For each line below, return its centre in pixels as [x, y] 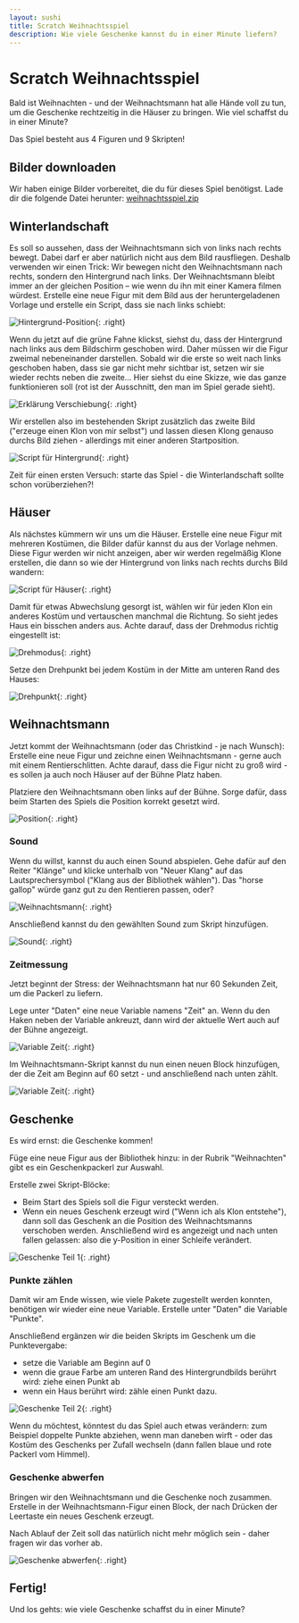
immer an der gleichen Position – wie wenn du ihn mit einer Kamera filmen [145, 286]
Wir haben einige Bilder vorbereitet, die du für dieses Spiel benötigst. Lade [146, 189]
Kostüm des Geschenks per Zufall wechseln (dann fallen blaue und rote [141, 1445]
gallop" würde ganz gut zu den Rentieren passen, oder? [112, 889]
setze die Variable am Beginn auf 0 [87, 1363]
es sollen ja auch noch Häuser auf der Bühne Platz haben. [116, 774]
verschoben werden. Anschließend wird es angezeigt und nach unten [150, 1230]
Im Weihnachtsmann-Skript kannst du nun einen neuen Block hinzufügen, [145, 1064]
